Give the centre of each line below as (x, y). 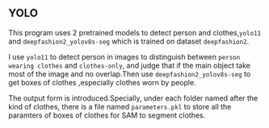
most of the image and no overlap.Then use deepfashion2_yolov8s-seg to (130, 74)
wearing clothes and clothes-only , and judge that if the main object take (129, 65)
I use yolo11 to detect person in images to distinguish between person (124, 56)
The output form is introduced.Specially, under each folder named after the (133, 98)
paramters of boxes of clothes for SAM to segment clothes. (107, 115)
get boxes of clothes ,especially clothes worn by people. (102, 82)
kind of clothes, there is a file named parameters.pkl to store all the (120, 106)
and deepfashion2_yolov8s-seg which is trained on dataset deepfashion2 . (129, 41)
